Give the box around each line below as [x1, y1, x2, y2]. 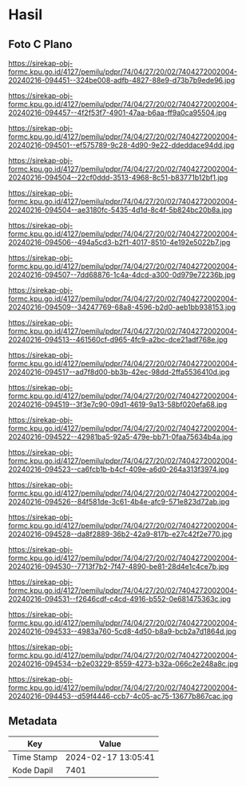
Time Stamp [12, 752, 58, 763]
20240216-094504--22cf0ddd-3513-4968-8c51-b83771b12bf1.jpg [8, 173, 228, 182]
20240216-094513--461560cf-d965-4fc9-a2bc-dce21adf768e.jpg [8, 335, 228, 344]
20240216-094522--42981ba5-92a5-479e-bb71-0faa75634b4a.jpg [8, 432, 233, 441]
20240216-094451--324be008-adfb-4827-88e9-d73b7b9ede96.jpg [8, 76, 236, 85]
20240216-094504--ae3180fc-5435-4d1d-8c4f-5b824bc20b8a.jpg [8, 205, 233, 215]
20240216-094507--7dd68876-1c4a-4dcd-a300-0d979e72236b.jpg [8, 270, 236, 279]
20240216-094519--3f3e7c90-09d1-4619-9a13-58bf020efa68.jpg [8, 400, 228, 409]
